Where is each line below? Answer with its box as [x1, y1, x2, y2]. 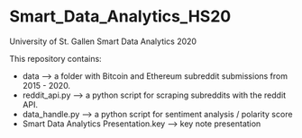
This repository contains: [9, 53, 102, 64]
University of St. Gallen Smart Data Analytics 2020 [9, 36, 197, 47]
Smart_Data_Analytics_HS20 [9, 6, 232, 27]
